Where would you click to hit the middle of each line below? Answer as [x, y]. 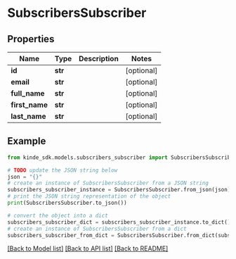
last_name [28, 116]
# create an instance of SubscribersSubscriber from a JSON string [108, 183]
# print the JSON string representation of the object [89, 196]
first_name [29, 105]
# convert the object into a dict [58, 215]
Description [99, 59]
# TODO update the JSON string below [63, 170]
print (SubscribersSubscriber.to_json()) [67, 203]
